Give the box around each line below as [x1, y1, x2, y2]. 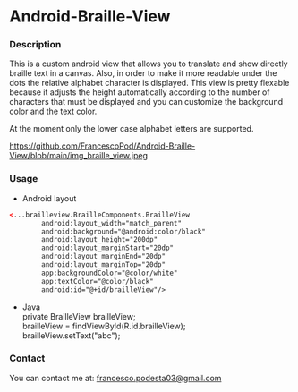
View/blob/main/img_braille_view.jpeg [9, 150, 149, 161]
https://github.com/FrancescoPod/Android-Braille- [9, 141, 196, 151]
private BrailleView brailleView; [21, 311, 136, 321]
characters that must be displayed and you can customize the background [9, 97, 284, 107]
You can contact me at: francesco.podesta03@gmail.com [9, 372, 222, 383]
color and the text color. [9, 106, 98, 117]
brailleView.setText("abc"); [21, 329, 121, 341]
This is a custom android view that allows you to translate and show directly [9, 58, 288, 69]
